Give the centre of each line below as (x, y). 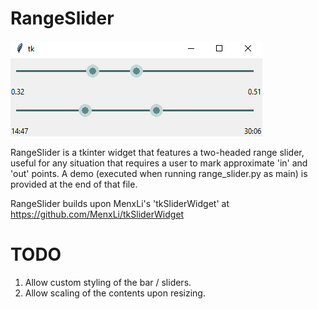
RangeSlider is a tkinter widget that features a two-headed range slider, (157, 152)
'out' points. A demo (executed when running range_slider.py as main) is (159, 173)
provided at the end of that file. (74, 184)
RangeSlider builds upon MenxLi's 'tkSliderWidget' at (120, 203)
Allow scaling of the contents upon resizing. (115, 293)
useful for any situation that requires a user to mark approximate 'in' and (159, 163)
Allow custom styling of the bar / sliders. (108, 282)
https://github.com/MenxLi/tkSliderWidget (97, 214)
